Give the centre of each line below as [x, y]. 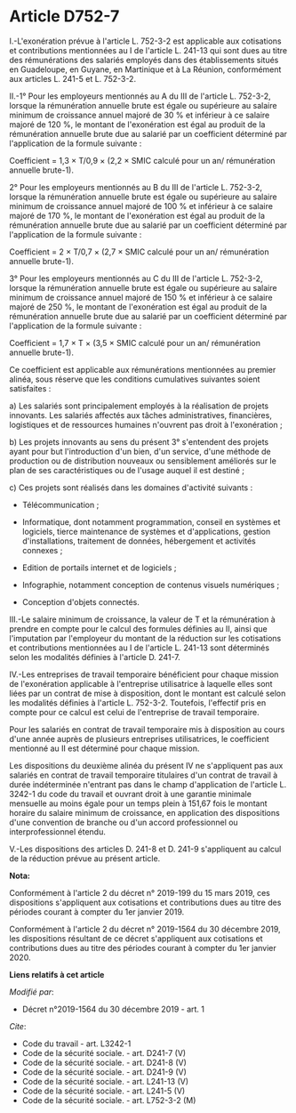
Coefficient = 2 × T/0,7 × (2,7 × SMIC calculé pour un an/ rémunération [139, 252]
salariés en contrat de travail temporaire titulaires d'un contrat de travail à [144, 775]
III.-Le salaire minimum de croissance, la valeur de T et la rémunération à [142, 619]
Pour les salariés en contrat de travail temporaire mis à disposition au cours [147, 729]
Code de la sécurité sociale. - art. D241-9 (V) [104, 1072]
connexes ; [42, 550]
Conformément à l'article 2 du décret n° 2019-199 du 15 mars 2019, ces [140, 892]
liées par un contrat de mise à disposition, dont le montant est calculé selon [148, 693]
